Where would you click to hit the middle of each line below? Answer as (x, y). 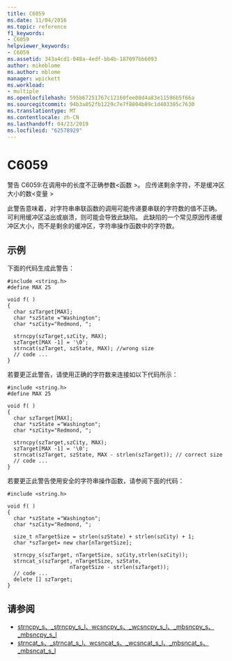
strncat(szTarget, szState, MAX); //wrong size (84, 349)
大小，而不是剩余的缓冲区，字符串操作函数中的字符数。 (99, 226)
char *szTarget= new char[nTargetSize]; (73, 543)
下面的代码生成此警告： (41, 268)
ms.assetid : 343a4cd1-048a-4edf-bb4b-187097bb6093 (82, 59)
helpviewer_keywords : (39, 46)
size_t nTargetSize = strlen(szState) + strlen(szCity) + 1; (104, 537)
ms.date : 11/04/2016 (37, 20)
